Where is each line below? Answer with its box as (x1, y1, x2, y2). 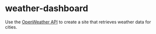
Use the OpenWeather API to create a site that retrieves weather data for (5, 19, 151, 25)
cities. (5, 24, 17, 30)
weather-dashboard (5, 3, 89, 14)
